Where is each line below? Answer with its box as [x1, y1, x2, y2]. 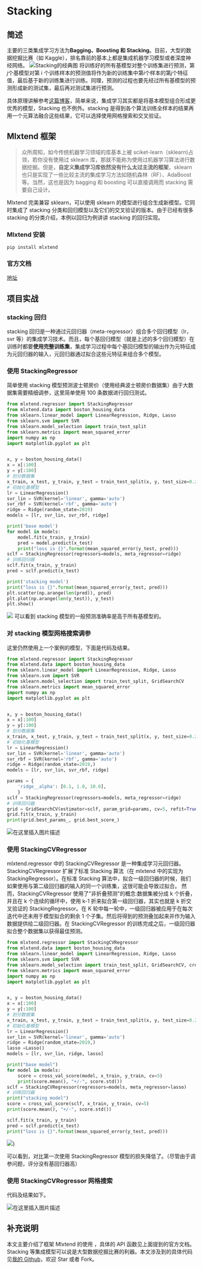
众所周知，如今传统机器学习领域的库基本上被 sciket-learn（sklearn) [21, 149, 188, 156]
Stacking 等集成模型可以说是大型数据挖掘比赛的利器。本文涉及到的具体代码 [7, 1248, 193, 1255]
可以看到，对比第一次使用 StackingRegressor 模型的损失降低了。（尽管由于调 [7, 1153, 196, 1160]
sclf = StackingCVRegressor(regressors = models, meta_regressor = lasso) [7, 1084, 187, 1090]
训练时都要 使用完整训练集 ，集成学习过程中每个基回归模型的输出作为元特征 [7, 343, 191, 350]
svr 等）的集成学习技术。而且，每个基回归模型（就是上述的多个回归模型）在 [7, 335, 195, 343]
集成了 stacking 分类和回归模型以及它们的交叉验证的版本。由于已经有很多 [11, 206, 194, 213]
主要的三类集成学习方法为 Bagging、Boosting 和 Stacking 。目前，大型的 [7, 47, 186, 54]
